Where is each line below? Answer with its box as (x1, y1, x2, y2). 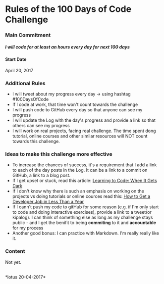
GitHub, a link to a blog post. (12, 172, 71, 179)
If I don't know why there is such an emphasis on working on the (12, 188, 145, 194)
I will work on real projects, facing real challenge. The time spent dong (12, 128, 156, 134)
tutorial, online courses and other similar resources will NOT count (12, 133, 148, 139)
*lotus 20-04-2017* (5, 274, 46, 280)
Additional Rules (5, 80, 46, 87)
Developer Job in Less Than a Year (12, 199, 84, 205)
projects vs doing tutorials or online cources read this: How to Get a (12, 193, 151, 199)
